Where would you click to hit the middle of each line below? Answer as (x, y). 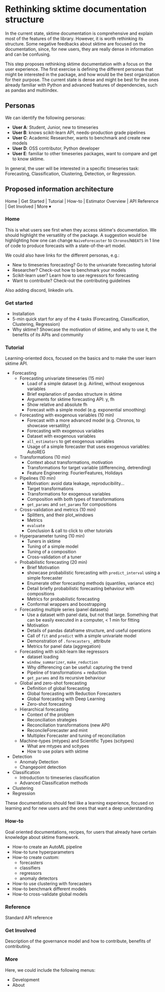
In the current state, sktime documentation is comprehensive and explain (79, 33)
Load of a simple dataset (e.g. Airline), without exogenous (85, 384)
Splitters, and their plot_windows (60, 515)
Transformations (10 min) (45, 457)
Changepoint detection (43, 767)
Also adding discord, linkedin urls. (39, 290)
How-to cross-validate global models (50, 894)
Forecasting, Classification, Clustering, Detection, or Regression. (71, 174)
